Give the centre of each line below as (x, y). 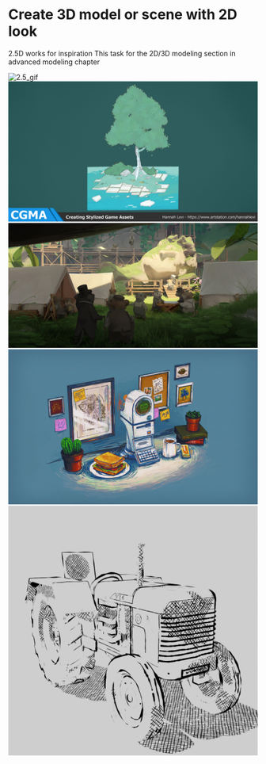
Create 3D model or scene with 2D (123, 15)
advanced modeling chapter (54, 62)
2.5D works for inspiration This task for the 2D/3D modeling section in (122, 53)
